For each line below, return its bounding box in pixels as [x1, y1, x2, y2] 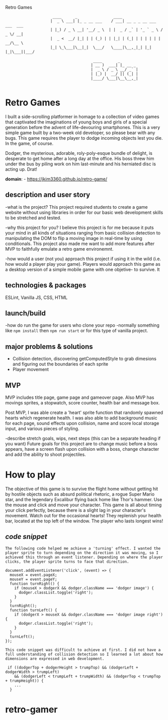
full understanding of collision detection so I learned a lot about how [5, 651, 163, 657]
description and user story [5, 191, 91, 199]
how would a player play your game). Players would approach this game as [5, 261, 161, 267]
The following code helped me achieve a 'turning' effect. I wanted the [5, 546, 161, 551]
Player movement [12, 367, 49, 373]
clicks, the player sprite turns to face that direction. [5, 559, 129, 564]
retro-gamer [5, 703, 58, 715]
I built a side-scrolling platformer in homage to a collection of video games [5, 113, 159, 119]
